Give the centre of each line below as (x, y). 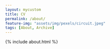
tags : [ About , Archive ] (30, 28)
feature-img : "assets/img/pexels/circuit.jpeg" (55, 23)
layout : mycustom (23, 10)
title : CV (15, 14)
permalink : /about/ (25, 19)
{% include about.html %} (32, 42)
